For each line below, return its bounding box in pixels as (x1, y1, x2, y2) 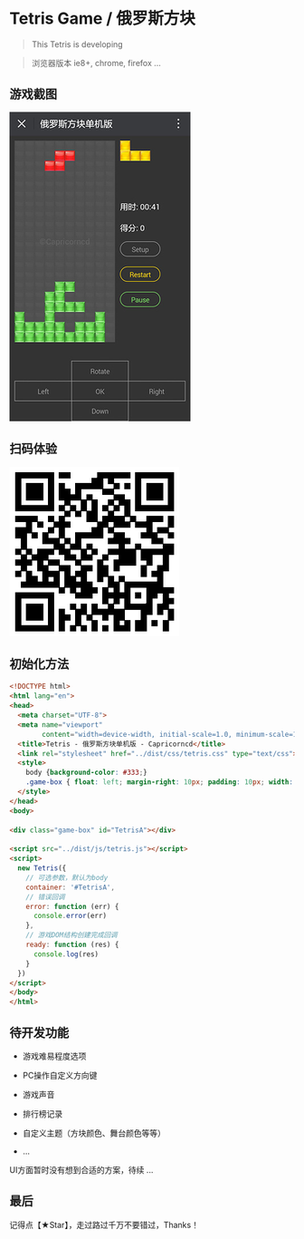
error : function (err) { (25, 902, 119, 911)
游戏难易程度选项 (22, 1050, 87, 1061)
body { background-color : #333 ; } (25, 768, 147, 778)
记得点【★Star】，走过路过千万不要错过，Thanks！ (9, 1219, 199, 1230)
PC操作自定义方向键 (22, 1070, 98, 1080)
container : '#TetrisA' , (25, 883, 116, 892)
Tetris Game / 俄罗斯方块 (9, 8, 196, 29)
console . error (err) (33, 912, 107, 921)
